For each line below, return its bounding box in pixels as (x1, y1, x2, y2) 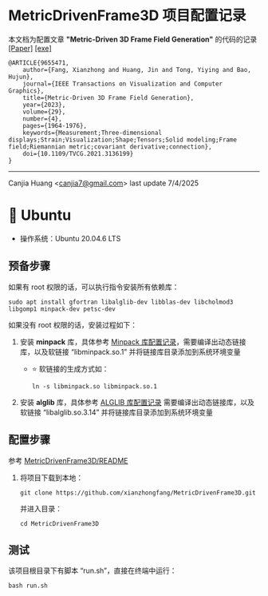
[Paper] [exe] (8, 43, 52, 53)
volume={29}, (22, 108, 66, 116)
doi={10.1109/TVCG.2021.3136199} (22, 149, 134, 157)
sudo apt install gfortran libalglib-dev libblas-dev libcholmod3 (8, 298, 234, 306)
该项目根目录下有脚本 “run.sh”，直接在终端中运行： (8, 566, 177, 575)
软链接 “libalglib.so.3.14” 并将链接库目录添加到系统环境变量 (19, 407, 214, 417)
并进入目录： (19, 503, 62, 513)
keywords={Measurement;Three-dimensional (22, 129, 162, 137)
